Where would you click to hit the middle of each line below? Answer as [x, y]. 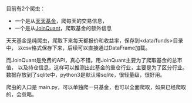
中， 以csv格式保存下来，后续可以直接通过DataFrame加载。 [78, 48]
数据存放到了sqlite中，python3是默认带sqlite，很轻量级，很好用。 [86, 75]
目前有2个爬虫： [26, 8]
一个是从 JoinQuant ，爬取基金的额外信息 [63, 28]
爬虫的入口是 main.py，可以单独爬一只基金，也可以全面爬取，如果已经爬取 [96, 87]
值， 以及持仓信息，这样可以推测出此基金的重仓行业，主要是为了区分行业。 [97, 68]
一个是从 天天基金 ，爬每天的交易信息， [61, 21]
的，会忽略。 [21, 94]
